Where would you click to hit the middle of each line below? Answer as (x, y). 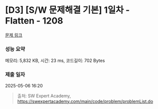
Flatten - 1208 (34, 21)
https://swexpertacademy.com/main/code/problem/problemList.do (85, 101)
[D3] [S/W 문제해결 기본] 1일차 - (67, 10)
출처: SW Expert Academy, (44, 96)
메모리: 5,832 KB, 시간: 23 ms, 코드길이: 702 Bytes (55, 61)
